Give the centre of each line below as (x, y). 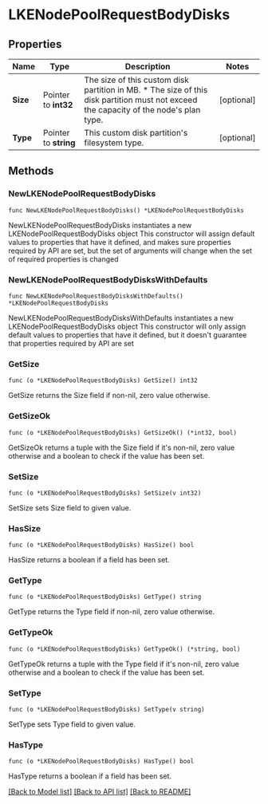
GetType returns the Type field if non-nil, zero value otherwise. (112, 612)
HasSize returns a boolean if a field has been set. (89, 560)
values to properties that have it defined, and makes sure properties (120, 242)
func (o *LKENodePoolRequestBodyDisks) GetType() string (105, 597)
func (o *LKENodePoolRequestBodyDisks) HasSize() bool (101, 545)
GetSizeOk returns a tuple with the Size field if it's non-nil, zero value (122, 447)
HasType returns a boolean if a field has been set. (90, 776)
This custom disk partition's (136, 133)
